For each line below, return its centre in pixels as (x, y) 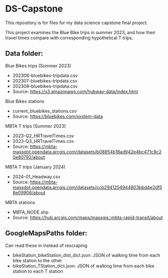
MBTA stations (20, 202)
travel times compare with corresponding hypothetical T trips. (69, 38)
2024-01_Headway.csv (36, 176)
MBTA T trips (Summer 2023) (36, 126)
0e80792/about (29, 157)
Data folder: (24, 54)
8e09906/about (29, 193)
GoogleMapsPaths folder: (46, 234)
